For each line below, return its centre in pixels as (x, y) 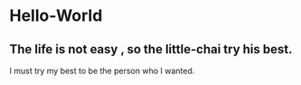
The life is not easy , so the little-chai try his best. (151, 49)
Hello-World (56, 16)
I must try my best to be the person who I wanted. (102, 71)
